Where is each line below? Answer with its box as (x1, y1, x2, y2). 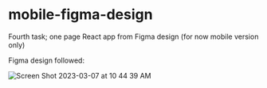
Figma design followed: (8, 55, 85, 65)
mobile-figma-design (8, 6, 153, 24)
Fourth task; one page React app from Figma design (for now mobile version (8, 32, 259, 41)
